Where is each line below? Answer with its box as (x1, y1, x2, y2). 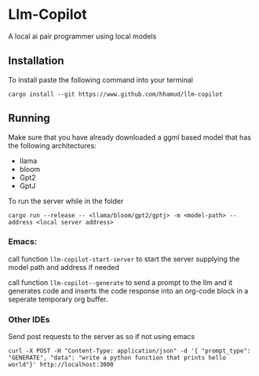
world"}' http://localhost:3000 (8, 361, 114, 369)
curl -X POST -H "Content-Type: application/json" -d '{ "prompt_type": (8, 347, 251, 355)
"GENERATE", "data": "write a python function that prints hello (8, 354, 226, 362)
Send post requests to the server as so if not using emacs (8, 332, 195, 341)
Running (8, 111, 51, 125)
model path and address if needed (8, 262, 120, 272)
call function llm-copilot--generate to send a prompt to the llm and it (8, 277, 233, 287)
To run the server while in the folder (8, 196, 124, 206)
